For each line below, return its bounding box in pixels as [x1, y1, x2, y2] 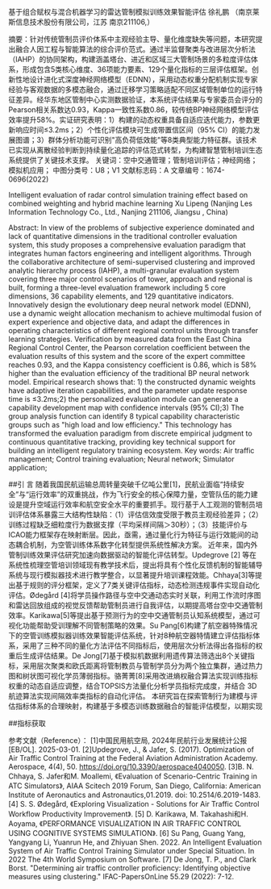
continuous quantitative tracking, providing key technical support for [8, 437, 236, 446]
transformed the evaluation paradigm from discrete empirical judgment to [8, 428, 252, 438]
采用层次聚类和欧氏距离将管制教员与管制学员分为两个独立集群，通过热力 [22, 661, 263, 670]
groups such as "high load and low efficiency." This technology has [8, 420, 232, 429]
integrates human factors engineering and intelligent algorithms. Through [8, 248, 252, 258]
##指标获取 [8, 719, 46, 728]
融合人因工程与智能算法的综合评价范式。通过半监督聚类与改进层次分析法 [15, 44, 256, 54]
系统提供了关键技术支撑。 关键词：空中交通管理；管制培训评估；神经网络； [8, 156, 258, 165]
